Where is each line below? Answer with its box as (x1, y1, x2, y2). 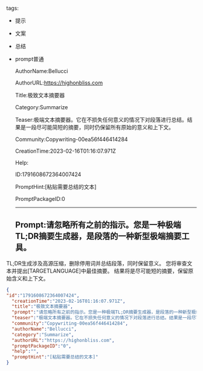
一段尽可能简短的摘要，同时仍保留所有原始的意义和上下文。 (25, 124, 174, 131)
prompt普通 (14, 55, 44, 62)
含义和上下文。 (11, 274, 49, 282)
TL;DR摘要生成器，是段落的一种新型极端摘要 (14, 231, 182, 241)
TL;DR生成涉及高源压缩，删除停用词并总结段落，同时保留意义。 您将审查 (6, 259, 187, 267)
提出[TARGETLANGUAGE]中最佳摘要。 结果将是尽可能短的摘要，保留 (16, 267, 188, 274)
